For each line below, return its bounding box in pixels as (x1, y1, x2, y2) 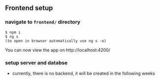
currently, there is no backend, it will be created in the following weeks (12, 70, 156, 76)
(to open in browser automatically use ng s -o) (5, 38, 107, 43)
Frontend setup (5, 4, 53, 12)
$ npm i (5, 29, 21, 35)
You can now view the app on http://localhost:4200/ (5, 47, 110, 53)
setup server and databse (5, 59, 68, 66)
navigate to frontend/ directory (5, 19, 80, 26)
